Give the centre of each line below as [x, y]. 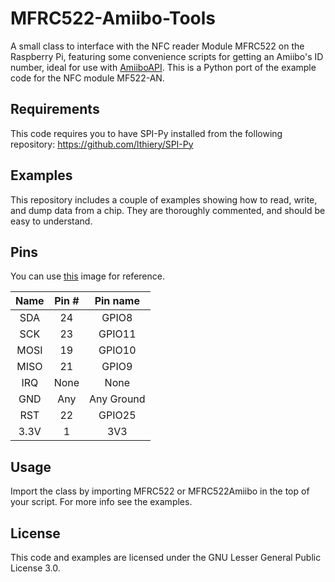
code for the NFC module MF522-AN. [87, 78]
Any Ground [117, 399]
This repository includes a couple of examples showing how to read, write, [164, 199]
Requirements [55, 109]
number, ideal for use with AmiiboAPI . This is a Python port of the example [163, 67]
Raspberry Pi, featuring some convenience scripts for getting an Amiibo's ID [167, 56]
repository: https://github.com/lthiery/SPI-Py [102, 144]
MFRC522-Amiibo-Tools [113, 18]
